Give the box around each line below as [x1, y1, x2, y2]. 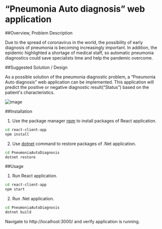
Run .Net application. [12, 196, 54, 202]
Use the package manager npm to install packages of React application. [12, 118, 157, 124]
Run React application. [12, 173, 57, 179]
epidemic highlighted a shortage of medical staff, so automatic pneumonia [5, 50, 154, 56]
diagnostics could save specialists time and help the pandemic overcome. [5, 55, 153, 61]
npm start [5, 187, 25, 192]
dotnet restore [5, 155, 36, 160]
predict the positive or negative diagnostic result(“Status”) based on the [5, 84, 149, 90]
